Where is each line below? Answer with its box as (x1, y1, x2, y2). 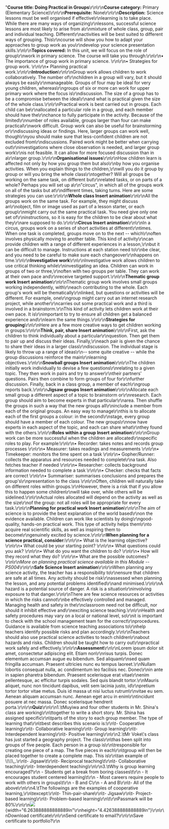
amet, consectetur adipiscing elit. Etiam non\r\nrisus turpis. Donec (5, 651, 143, 656)
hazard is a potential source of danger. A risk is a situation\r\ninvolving (5, 586, 152, 592)
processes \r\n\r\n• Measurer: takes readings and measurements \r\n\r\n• (5, 446, 159, 451)
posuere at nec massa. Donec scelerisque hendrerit (5, 699, 113, 705)
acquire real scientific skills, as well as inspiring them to (5, 526, 121, 533)
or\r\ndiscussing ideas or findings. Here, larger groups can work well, (5, 128, 150, 134)
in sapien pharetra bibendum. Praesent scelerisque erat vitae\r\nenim (5, 672, 150, 678)
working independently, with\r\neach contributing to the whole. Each (5, 284, 148, 290)
